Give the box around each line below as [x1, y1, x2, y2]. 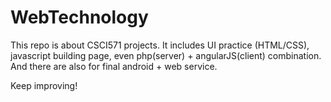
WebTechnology [10, 6, 149, 29]
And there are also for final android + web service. [10, 60, 218, 72]
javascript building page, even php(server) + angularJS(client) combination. [10, 49, 322, 61]
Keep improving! [10, 79, 78, 91]
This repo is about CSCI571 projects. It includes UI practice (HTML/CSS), [10, 39, 310, 51]
